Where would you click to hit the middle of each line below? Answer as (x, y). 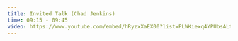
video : (17, 26)
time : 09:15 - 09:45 (38, 20)
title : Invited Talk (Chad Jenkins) (61, 14)
